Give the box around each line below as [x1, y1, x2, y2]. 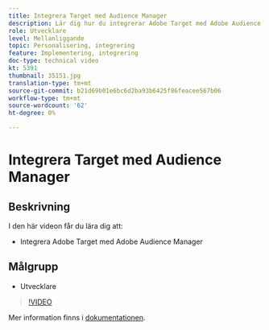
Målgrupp [8, 260, 59, 274]
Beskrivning [8, 200, 71, 213]
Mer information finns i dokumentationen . [8, 312, 147, 322]
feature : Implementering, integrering [8, 49, 139, 57]
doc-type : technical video [8, 57, 99, 65]
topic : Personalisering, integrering [8, 42, 135, 50]
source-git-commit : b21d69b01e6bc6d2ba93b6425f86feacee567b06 [8, 86, 221, 95]
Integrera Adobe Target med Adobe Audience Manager [19, 237, 204, 246]
